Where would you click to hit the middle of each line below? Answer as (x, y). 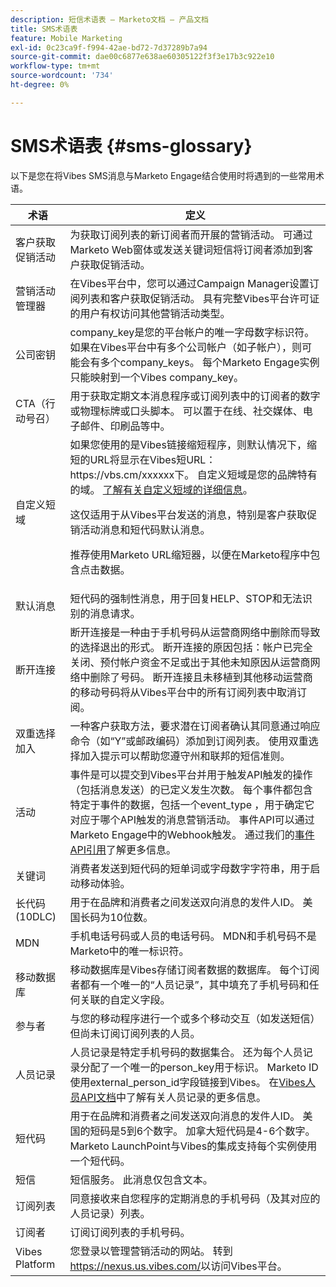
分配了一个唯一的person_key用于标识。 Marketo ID (199, 1067)
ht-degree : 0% (40, 85)
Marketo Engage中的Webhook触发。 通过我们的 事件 (192, 834)
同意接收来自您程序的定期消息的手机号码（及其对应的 (195, 1198)
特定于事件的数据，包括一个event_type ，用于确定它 (192, 804)
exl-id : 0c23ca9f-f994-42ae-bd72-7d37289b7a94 (109, 47)
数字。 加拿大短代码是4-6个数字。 (234, 1131)
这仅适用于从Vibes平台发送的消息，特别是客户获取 (188, 514)
